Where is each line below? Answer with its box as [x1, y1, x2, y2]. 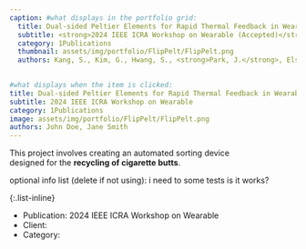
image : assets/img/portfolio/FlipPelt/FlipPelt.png [9, 115, 209, 124]
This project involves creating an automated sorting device [9, 147, 230, 159]
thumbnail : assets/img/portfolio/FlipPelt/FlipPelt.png [17, 47, 234, 56]
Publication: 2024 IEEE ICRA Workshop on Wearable [22, 210, 219, 221]
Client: [22, 220, 47, 231]
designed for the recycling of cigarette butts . [9, 157, 181, 168]
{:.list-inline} [9, 193, 56, 204]
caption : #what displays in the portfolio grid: [9, 13, 198, 23]
